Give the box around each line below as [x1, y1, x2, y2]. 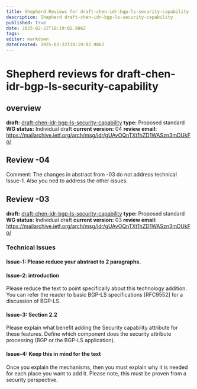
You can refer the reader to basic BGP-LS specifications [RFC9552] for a [6, 291, 183, 298]
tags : [6, 31, 20, 37]
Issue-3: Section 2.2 [6, 311, 57, 318]
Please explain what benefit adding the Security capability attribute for [6, 324, 178, 332]
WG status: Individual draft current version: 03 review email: [6, 216, 157, 223]
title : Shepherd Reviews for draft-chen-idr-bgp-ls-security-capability [6, 8, 189, 15]
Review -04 [6, 155, 50, 165]
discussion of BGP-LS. [6, 297, 61, 305]
